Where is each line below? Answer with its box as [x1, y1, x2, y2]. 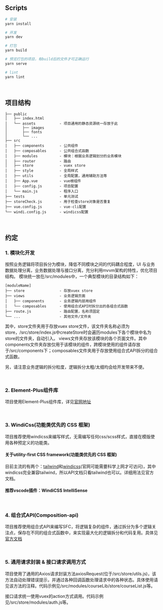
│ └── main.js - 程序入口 [5, 189, 79, 194]
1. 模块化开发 [5, 249, 35, 256]
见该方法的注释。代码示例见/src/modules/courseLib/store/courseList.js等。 [5, 583, 155, 589]
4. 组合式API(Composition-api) [5, 512, 79, 519]
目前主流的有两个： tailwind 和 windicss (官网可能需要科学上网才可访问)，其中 [5, 463, 156, 469]
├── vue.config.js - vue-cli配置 [5, 204, 86, 210]
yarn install [5, 21, 32, 26]
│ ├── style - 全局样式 [5, 168, 79, 173]
